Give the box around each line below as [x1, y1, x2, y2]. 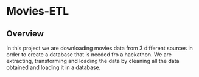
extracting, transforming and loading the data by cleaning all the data [6, 58, 180, 64]
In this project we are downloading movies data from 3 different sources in [6, 44, 194, 52]
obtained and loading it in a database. [6, 64, 101, 71]
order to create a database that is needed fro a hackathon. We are [6, 51, 172, 58]
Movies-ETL [6, 4, 69, 18]
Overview [6, 28, 44, 39]
